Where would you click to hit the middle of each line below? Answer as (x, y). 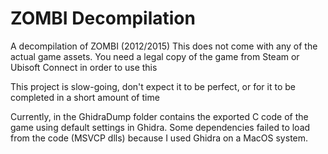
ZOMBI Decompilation (103, 18)
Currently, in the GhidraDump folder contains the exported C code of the (159, 116)
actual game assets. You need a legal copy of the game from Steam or (155, 56)
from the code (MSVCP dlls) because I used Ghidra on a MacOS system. (159, 138)
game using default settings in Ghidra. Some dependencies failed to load (160, 127)
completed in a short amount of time (85, 97)
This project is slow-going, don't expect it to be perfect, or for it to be (153, 86)
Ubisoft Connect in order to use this (84, 67)
